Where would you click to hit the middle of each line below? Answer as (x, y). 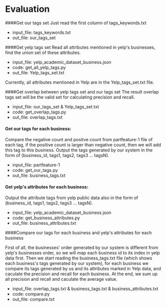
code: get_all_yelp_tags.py (39, 67)
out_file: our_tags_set (34, 38)
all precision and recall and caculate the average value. (61, 279)
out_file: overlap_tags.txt (37, 117)
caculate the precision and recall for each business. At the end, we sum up (81, 274)
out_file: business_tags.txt (39, 176)
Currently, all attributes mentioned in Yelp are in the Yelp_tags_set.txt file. (80, 82)
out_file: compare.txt (33, 299)
